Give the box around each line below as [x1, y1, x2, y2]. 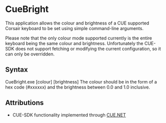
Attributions [5, 98, 44, 107]
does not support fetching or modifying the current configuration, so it [15, 45, 161, 51]
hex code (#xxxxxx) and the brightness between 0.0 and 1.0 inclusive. [5, 84, 150, 90]
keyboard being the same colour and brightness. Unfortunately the [5, 40, 143, 46]
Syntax [5, 65, 28, 74]
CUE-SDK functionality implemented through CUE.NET [12, 111, 126, 118]
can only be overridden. [5, 51, 55, 57]
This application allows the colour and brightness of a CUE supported [5, 20, 149, 26]
